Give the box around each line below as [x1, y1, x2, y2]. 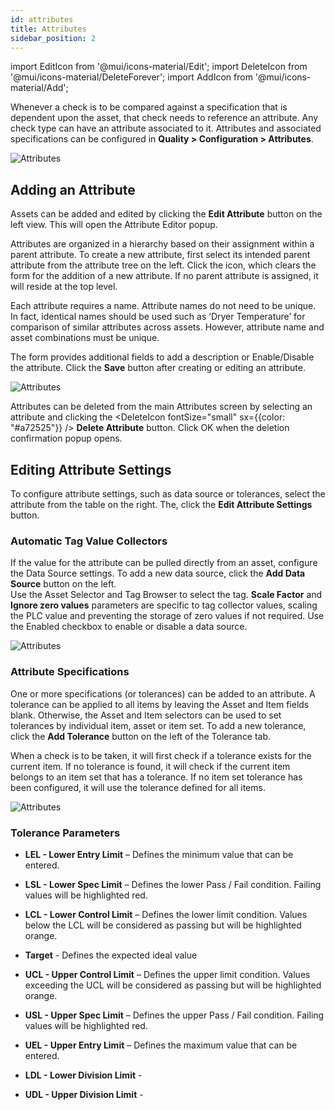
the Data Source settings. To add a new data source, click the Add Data [10, 567, 306, 580]
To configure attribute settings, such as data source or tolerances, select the [10, 488, 326, 500]
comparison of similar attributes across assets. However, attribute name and [10, 321, 325, 333]
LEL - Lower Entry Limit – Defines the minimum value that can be [24, 848, 294, 860]
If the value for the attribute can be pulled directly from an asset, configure [10, 557, 318, 569]
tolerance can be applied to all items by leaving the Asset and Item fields [10, 698, 310, 710]
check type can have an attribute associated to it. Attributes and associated [10, 122, 322, 135]
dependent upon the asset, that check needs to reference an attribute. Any [10, 112, 319, 124]
